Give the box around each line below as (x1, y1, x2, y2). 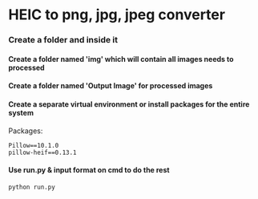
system (8, 108, 34, 117)
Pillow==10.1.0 (8, 141, 59, 149)
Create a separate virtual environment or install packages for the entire (8, 99, 250, 109)
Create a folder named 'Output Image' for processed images (8, 81, 213, 91)
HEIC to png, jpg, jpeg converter (8, 6, 226, 24)
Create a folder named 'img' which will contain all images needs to (8, 54, 234, 63)
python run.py (8, 183, 56, 191)
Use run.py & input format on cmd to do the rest (8, 165, 170, 175)
